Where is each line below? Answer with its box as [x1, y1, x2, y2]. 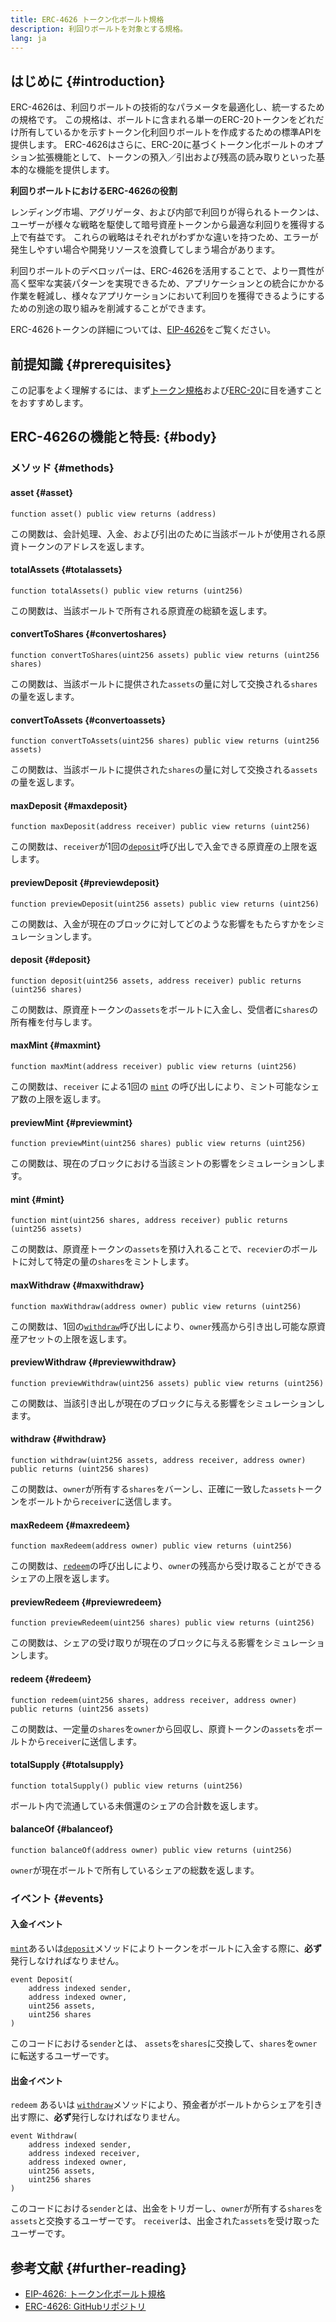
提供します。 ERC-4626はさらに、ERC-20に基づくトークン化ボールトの [10, 139, 307, 151]
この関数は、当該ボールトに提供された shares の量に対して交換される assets [10, 764, 318, 776]
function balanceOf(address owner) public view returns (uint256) [10, 1845, 293, 1855]
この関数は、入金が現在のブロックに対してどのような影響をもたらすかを [10, 917, 308, 930]
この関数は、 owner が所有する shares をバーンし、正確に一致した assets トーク [10, 1482, 323, 1495]
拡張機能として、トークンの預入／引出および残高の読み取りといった [36, 151, 317, 163]
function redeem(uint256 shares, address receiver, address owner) [10, 1695, 298, 1705]
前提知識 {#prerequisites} [10, 356, 172, 373]
